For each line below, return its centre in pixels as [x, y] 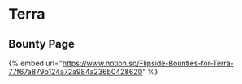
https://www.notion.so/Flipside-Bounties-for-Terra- [148, 63]
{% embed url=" [36, 63]
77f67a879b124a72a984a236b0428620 [76, 72]
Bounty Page [41, 44]
